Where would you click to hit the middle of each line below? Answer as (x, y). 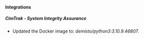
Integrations (18, 7)
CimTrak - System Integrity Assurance (46, 18)
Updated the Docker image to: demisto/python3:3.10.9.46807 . (76, 31)
